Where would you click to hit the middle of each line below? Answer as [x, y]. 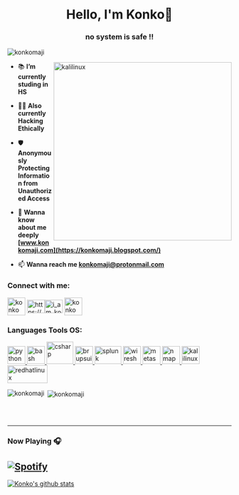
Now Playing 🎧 [34, 441]
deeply [28, 235]
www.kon [35, 243]
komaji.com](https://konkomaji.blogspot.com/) [89, 250]
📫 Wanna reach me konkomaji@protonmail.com [91, 265]
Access [38, 198]
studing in [33, 84]
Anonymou [34, 153]
